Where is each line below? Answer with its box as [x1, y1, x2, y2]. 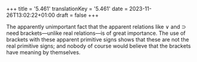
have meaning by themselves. [6, 49, 81, 56]
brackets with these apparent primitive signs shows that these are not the [6, 36, 189, 43]
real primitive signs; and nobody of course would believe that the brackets [6, 42, 192, 49]
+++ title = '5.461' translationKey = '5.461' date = [6, 5, 128, 12]
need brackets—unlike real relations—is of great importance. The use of [6, 29, 186, 37]
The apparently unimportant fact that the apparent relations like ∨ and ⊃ [6, 23, 186, 30]
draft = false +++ [56, 11, 99, 19]
